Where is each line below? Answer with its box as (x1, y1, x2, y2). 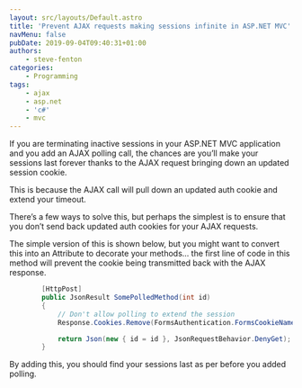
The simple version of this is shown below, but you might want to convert (9, 239, 280, 249)
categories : (9, 64, 54, 73)
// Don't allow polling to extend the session (57, 310, 235, 319)
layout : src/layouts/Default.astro (9, 13, 143, 23)
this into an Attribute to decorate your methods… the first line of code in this (9, 248, 290, 259)
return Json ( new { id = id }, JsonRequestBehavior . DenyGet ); (57, 334, 292, 343)
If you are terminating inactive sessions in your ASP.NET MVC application (9, 139, 281, 149)
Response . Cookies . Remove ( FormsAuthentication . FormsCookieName (57, 318, 296, 327)
